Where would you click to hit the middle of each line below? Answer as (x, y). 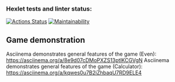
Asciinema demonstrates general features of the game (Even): (81, 54)
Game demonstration (46, 40)
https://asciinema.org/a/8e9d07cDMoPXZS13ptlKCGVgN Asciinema (87, 60)
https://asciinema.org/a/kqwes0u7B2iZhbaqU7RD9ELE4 (74, 73)
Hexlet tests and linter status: (49, 9)
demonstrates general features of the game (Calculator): (74, 67)
